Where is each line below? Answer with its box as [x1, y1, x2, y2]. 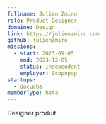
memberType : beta [7, 89, 59, 96]
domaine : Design [7, 23, 55, 30]
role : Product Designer [7, 17, 78, 24]
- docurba [13, 83, 42, 90]
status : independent [20, 63, 81, 70]
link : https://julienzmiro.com [7, 30, 100, 38]
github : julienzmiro [7, 37, 69, 44]
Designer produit [7, 109, 57, 118]
